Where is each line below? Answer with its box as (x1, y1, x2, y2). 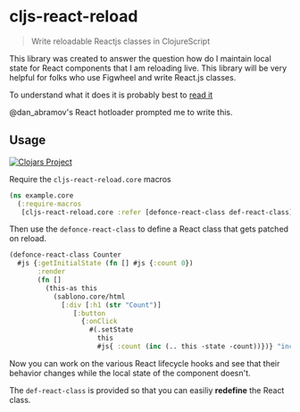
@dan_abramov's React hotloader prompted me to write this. (9, 106, 233, 117)
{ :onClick (80, 317, 118, 326)
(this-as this (45, 283, 98, 292)
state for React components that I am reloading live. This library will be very (9, 63, 287, 73)
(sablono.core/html (53, 292, 126, 301)
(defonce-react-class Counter (9, 250, 122, 260)
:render (37, 267, 66, 276)
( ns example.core (9, 190, 74, 200)
